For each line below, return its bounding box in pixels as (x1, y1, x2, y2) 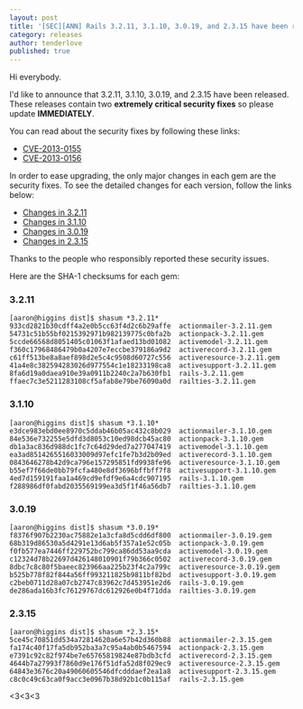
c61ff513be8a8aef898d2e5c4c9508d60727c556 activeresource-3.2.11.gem (9, 353, 280, 362)
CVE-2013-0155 (22, 144, 82, 154)
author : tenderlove (9, 38, 83, 48)
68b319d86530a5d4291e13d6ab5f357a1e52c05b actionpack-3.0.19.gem (9, 539, 264, 548)
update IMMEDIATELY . (9, 108, 95, 119)
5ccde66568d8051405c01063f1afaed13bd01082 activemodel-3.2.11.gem (9, 338, 269, 347)
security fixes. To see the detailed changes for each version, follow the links (9, 180, 292, 191)
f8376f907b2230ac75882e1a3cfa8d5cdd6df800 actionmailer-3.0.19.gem (9, 531, 272, 540)
